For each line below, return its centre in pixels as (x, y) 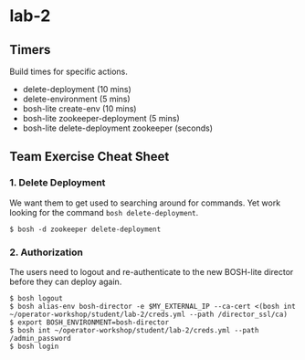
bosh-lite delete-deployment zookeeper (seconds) (117, 128)
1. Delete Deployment (58, 183)
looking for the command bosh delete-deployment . (104, 212)
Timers (30, 50)
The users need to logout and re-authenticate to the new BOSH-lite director (152, 271)
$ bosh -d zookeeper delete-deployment (85, 229)
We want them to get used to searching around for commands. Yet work (145, 203)
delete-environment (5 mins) (76, 99)
